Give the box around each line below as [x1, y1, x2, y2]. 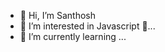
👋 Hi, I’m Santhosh [19, 10, 97, 21]
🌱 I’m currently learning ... [19, 31, 127, 42]
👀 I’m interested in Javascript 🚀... [19, 20, 156, 32]
